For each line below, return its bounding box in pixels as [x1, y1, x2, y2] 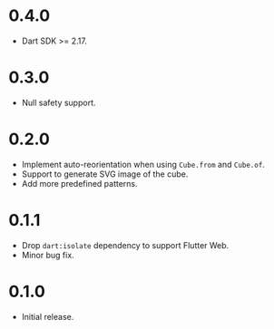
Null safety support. [21, 97, 96, 108]
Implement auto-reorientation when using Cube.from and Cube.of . [21, 159, 265, 169]
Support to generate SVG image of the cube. [21, 169, 189, 179]
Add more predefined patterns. [21, 178, 138, 189]
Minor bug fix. [21, 249, 74, 260]
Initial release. [21, 311, 74, 322]
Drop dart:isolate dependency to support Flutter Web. [21, 239, 230, 250]
